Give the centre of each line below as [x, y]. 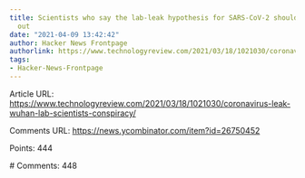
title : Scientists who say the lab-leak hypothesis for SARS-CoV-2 [140, 18]
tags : [20, 60]
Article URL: [32, 94]
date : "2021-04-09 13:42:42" [64, 34]
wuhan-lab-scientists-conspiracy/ [73, 113]
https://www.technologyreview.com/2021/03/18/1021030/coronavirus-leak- [150, 103]
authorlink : [32, 52]
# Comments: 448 [43, 165]
